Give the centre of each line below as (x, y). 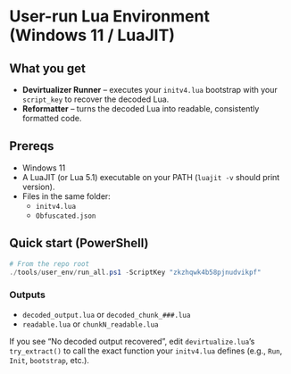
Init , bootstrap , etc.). (49, 360)
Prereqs (32, 146)
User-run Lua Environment (109, 17)
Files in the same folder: (67, 196)
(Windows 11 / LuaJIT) (92, 35)
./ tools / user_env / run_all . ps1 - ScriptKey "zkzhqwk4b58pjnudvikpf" (135, 272)
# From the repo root (50, 264)
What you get (48, 68)
